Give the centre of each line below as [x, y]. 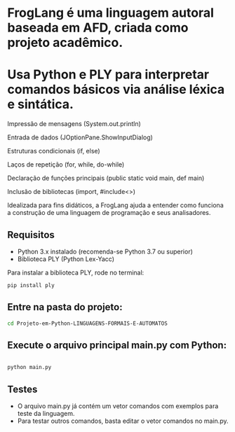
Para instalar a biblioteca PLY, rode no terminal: [76, 272]
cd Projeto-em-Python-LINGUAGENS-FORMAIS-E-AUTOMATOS [88, 323]
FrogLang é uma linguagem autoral [110, 13]
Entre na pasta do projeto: [65, 307]
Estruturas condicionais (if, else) [54, 151]
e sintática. [40, 105]
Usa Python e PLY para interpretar [108, 75]
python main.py [29, 368]
